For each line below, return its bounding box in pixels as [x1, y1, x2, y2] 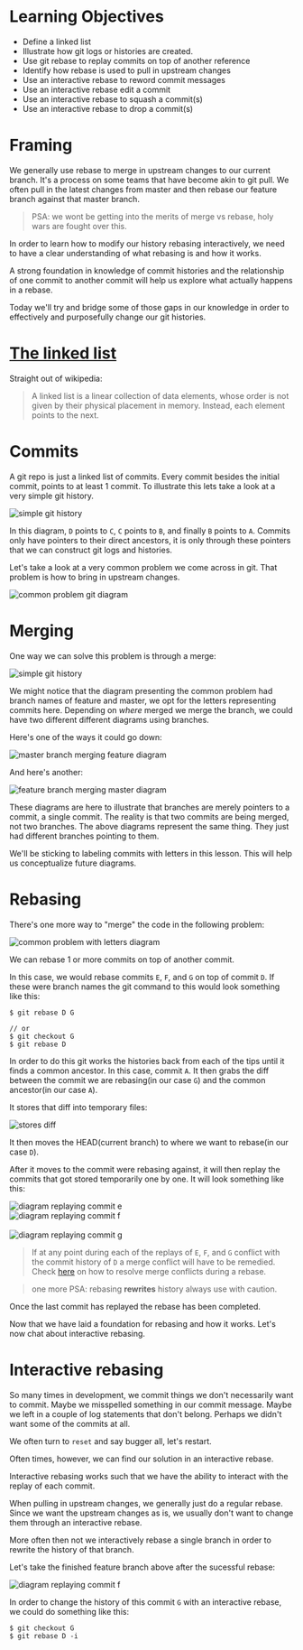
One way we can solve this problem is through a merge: [9, 650, 216, 661]
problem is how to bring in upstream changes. [9, 571, 180, 582]
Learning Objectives [9, 6, 164, 27]
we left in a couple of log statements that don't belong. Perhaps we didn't [9, 1408, 282, 1419]
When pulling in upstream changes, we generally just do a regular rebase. [9, 1497, 284, 1508]
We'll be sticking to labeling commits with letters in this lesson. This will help [9, 848, 293, 858]
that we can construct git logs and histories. [9, 544, 173, 555]
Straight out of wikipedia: [9, 373, 103, 384]
